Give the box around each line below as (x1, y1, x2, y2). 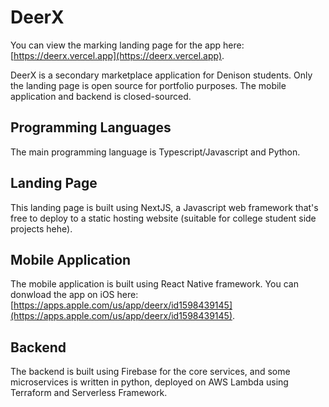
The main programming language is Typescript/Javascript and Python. (10, 146, 301, 158)
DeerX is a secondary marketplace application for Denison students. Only (10, 69, 313, 81)
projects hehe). (10, 222, 73, 235)
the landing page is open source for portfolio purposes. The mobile (10, 79, 287, 91)
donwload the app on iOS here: (10, 289, 139, 301)
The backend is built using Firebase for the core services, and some (10, 366, 291, 378)
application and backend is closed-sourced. (10, 90, 192, 102)
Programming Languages (10, 119, 172, 136)
